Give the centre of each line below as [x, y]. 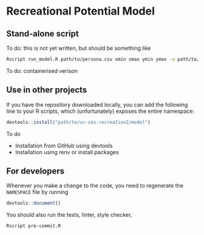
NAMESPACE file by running [37, 192]
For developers [36, 171]
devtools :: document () [34, 203]
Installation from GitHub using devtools [64, 145]
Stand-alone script [42, 34]
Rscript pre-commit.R [34, 226]
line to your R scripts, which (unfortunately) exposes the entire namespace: [100, 111]
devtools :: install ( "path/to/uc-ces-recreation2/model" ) [78, 122]
